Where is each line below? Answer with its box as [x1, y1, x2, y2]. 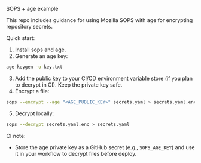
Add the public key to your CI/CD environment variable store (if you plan [14, 75, 193, 82]
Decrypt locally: [14, 110, 54, 117]
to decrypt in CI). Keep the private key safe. [14, 81, 123, 88]
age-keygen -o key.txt [6, 64, 63, 70]
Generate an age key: [14, 53, 68, 59]
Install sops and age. [14, 46, 66, 53]
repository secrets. [6, 23, 53, 30]
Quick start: [6, 35, 35, 41]
